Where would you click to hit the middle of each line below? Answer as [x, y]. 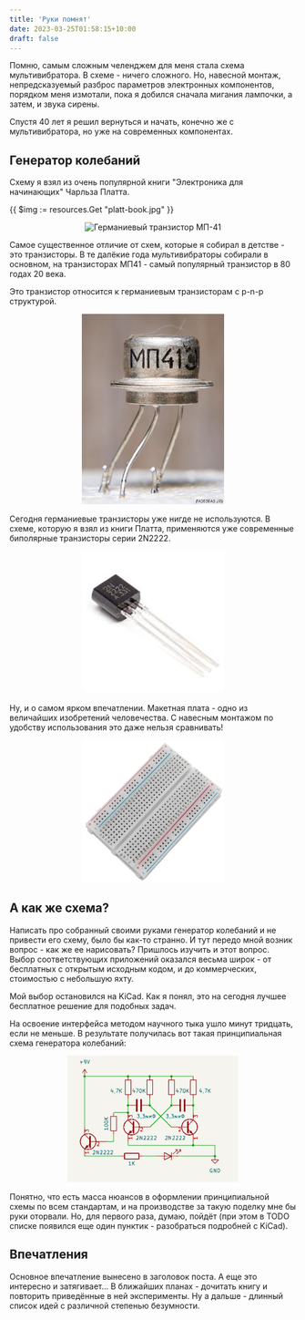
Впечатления [49, 1255]
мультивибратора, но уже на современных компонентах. [122, 131]
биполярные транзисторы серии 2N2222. [90, 538]
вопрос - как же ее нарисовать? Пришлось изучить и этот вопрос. [140, 949]
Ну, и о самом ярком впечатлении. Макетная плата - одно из [129, 707]
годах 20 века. [38, 274]
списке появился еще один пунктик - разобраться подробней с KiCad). [149, 1225]
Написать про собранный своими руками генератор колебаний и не [143, 930]
